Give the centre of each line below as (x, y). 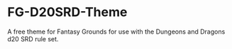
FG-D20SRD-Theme (67, 12)
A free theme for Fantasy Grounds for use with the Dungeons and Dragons (116, 31)
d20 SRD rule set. (33, 38)
